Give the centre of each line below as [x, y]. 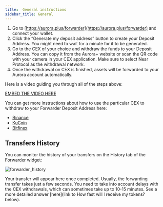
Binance [20, 117]
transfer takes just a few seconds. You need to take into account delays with [82, 184]
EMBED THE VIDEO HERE [31, 94]
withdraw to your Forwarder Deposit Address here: [56, 108]
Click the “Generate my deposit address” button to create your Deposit [83, 38]
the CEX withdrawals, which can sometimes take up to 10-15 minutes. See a [81, 189]
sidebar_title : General [29, 14]
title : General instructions [36, 9]
